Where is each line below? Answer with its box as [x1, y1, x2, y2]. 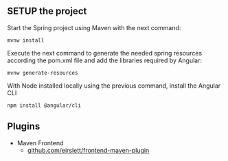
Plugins [7, 121, 41, 132]
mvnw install [7, 37, 45, 44]
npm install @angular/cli [7, 102, 81, 109]
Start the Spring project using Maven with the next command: [7, 23, 181, 32]
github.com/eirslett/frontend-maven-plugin [27, 146, 150, 154]
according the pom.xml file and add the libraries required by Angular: [7, 56, 203, 64]
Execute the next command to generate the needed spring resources [7, 49, 203, 57]
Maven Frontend [16, 138, 64, 147]
